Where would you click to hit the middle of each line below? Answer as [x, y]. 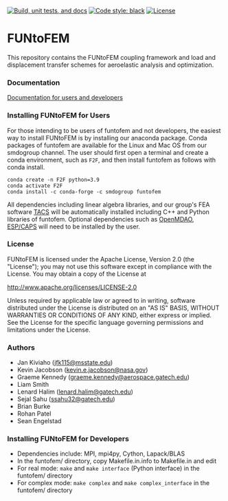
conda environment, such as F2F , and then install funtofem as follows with [112, 160]
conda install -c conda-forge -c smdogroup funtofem [84, 192]
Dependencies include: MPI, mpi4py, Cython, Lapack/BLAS [101, 454]
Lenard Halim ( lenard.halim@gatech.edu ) [75, 392]
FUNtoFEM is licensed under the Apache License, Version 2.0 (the [101, 259]
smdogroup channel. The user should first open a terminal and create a [108, 152]
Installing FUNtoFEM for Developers [68, 439]
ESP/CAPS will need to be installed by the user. [74, 226]
